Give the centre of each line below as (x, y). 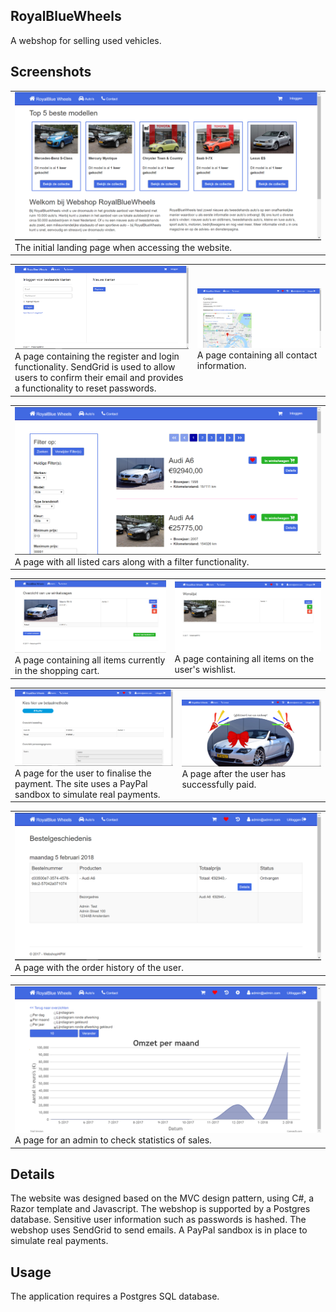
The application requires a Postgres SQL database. (115, 1296)
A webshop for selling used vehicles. (86, 40)
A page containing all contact (257, 355)
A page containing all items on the (244, 659)
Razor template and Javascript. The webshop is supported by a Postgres (160, 1209)
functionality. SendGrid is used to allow (95, 367)
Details (32, 1174)
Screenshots (51, 72)
